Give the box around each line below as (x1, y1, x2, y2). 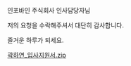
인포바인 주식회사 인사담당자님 (7, 6, 91, 14)
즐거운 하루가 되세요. (7, 36, 64, 44)
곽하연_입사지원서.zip (7, 51, 67, 59)
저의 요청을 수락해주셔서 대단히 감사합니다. (7, 21, 125, 29)
